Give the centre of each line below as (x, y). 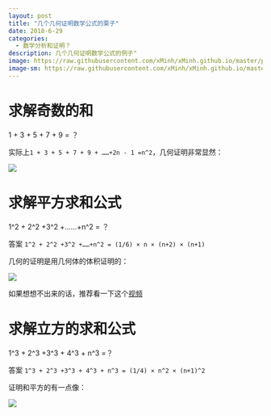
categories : (28, 38)
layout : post (30, 16)
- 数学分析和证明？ (43, 46)
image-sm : (25, 69)
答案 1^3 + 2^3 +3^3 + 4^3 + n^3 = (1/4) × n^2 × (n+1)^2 (107, 370)
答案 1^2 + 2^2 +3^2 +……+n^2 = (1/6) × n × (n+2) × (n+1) (107, 244)
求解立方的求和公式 (72, 329)
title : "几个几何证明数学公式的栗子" (64, 23)
